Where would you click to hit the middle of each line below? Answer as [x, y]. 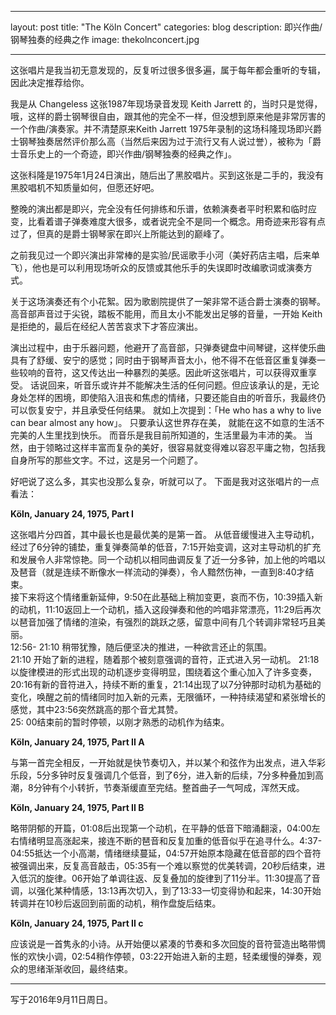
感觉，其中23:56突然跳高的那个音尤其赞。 [97, 709]
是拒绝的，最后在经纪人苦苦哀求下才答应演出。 [106, 326]
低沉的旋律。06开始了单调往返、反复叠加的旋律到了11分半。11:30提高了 [165, 878]
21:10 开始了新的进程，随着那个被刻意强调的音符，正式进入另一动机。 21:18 [165, 659]
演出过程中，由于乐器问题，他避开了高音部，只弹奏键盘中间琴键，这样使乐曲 [168, 347]
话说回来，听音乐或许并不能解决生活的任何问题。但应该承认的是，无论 [174, 385]
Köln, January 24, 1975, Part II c [77, 923]
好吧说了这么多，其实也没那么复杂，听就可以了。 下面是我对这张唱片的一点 [165, 481]
